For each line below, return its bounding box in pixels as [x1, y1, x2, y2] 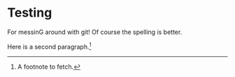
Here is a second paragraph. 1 [7, 41, 92, 51]
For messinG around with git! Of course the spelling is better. [7, 28, 183, 36]
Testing [7, 5, 52, 21]
